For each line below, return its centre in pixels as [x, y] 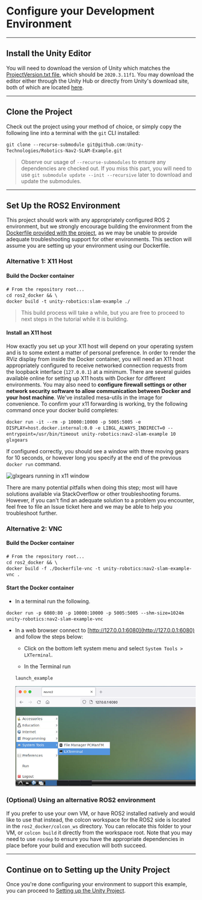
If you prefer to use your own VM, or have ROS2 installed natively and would [101, 813]
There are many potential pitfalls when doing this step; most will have [92, 487]
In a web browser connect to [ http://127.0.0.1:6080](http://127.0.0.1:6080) [105, 631]
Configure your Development [81, 11]
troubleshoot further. [32, 513]
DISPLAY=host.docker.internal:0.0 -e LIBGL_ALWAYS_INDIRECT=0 [86, 428]
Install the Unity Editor [49, 53]
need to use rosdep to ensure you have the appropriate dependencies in [95, 839]
